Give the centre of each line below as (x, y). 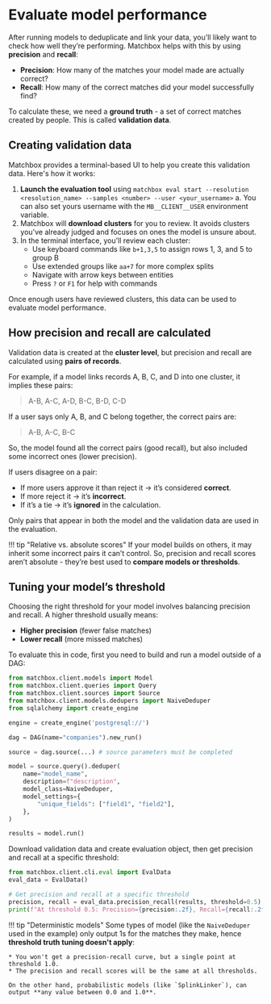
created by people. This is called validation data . (90, 119)
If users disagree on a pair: (53, 472)
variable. (35, 215)
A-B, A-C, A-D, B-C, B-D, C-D (77, 400)
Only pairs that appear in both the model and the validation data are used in (134, 520)
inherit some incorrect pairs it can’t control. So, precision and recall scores (132, 553)
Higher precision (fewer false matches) (85, 630)
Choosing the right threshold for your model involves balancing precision (129, 606)
